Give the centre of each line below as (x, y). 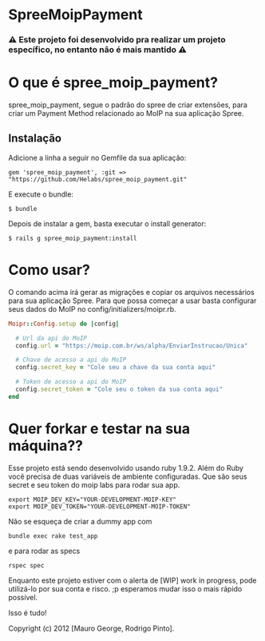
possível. (23, 597)
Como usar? (49, 270)
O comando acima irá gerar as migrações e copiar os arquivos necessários (132, 292)
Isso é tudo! (28, 612)
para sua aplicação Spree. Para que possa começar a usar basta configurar (132, 301)
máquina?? (46, 446)
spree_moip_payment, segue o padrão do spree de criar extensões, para (128, 105)
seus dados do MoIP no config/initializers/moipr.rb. (93, 309)
